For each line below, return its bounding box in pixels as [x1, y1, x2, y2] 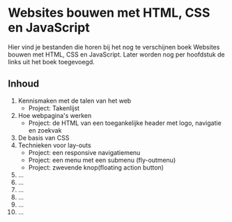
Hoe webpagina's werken [17, 111, 92, 119]
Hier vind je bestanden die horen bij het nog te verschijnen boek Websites [8, 43, 220, 51]
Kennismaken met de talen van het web [17, 96, 132, 105]
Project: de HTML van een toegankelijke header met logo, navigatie [28, 119, 222, 127]
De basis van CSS [17, 133, 70, 142]
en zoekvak [28, 126, 62, 134]
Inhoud [8, 78, 40, 90]
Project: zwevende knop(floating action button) [28, 163, 164, 172]
